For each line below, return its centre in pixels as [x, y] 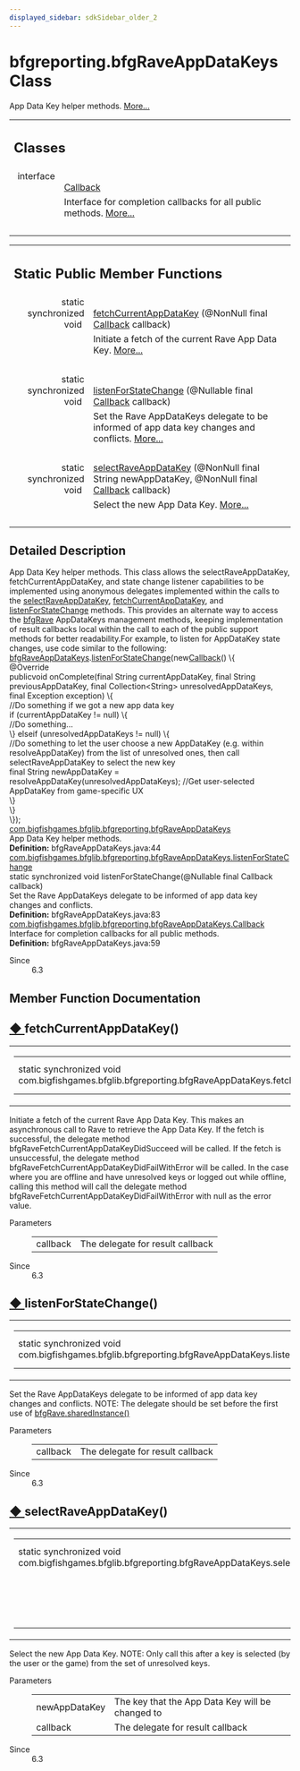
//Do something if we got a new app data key [92, 706]
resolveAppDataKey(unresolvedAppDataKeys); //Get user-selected [132, 782]
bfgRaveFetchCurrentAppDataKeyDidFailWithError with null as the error [141, 1195]
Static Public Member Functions [118, 274]
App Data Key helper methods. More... [79, 106]
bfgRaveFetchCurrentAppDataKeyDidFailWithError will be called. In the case [149, 1167]
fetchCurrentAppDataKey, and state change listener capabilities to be [137, 582]
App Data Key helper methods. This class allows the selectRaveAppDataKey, [150, 572]
